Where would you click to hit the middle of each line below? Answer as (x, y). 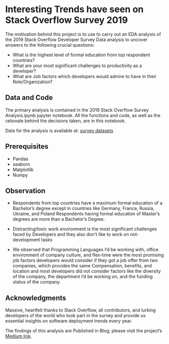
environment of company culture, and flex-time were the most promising (88, 255)
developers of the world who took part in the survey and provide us (75, 316)
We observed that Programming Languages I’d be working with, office (86, 250)
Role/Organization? (32, 82)
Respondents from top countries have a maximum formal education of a (88, 203)
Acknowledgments (36, 298)
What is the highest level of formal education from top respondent (81, 55)
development (26, 240)
